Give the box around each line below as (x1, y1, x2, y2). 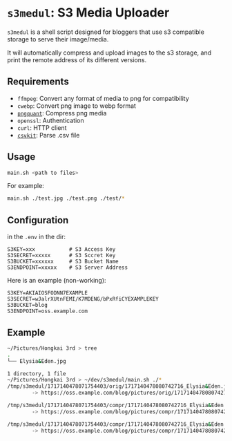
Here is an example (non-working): (7, 276, 106, 285)
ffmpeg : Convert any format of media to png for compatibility (17, 94, 190, 102)
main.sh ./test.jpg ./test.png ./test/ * (7, 195, 126, 202)
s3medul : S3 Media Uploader (7, 5, 170, 21)
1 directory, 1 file (7, 370, 67, 377)
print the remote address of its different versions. (7, 55, 147, 64)
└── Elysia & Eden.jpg (7, 357, 67, 364)
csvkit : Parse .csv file (17, 131, 80, 139)
